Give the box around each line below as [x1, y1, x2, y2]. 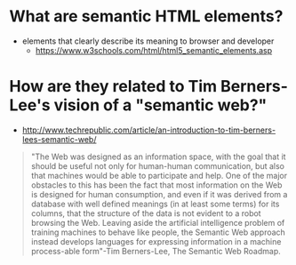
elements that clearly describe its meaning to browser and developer [21, 36, 275, 46]
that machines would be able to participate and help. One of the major [30, 170, 288, 181]
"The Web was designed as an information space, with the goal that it [30, 151, 286, 162]
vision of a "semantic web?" [53, 95, 268, 116]
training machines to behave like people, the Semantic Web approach [30, 227, 286, 237]
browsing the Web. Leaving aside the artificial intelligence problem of [30, 217, 285, 228]
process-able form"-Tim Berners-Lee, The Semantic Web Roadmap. [30, 245, 282, 256]
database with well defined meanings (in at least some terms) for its [30, 198, 280, 209]
